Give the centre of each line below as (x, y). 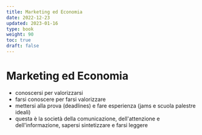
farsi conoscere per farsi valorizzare (60, 99)
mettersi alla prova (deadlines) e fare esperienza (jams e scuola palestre (105, 106)
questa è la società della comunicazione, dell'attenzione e (87, 119)
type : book (20, 29)
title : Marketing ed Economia (45, 12)
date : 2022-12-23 (28, 18)
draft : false (23, 46)
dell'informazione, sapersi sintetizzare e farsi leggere (81, 125)
